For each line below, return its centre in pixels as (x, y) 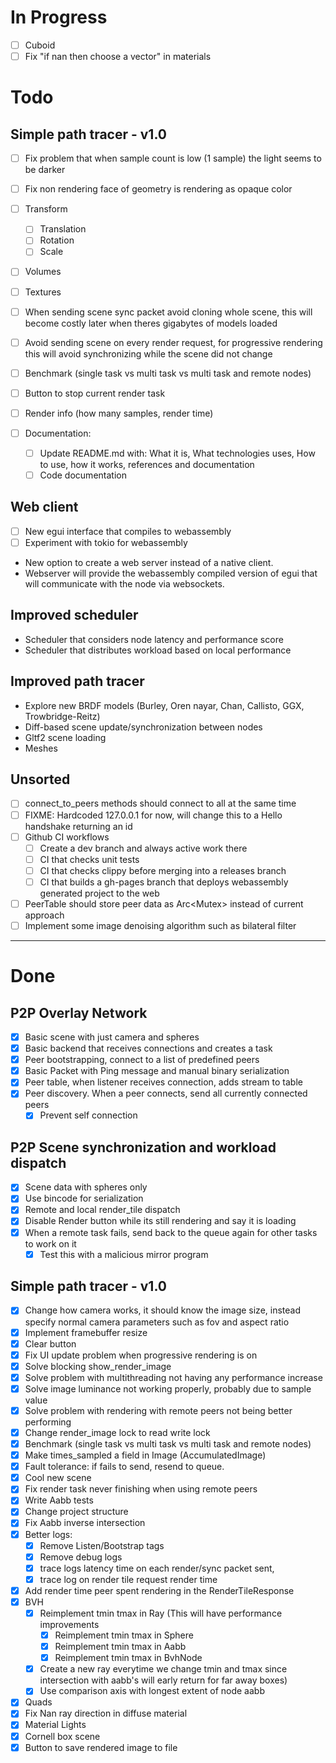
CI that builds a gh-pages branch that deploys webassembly (164, 882)
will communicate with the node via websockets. (124, 584)
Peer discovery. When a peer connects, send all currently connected (166, 1093)
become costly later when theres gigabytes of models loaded (151, 323)
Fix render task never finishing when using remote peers (141, 1489)
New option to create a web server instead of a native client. (149, 562)
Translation (63, 229)
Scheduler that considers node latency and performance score (154, 639)
